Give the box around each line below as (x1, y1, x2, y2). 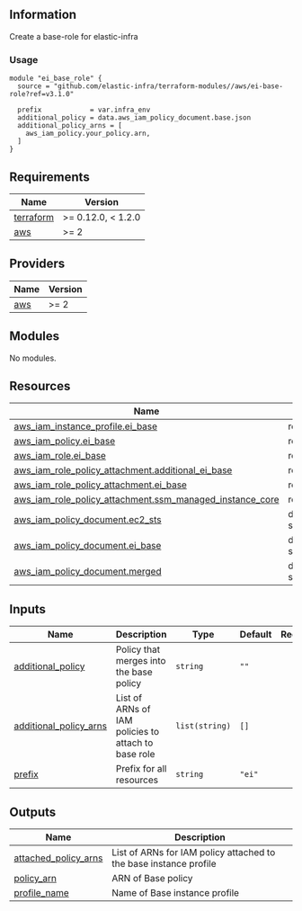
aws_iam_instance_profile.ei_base (13, 420, 158, 433)
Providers (9, 256, 66, 272)
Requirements (9, 169, 90, 184)
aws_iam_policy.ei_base (13, 435, 116, 448)
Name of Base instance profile (111, 886, 240, 898)
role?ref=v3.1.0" (9, 90, 75, 99)
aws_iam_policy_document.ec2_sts (13, 514, 162, 526)
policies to (115, 726, 160, 738)
